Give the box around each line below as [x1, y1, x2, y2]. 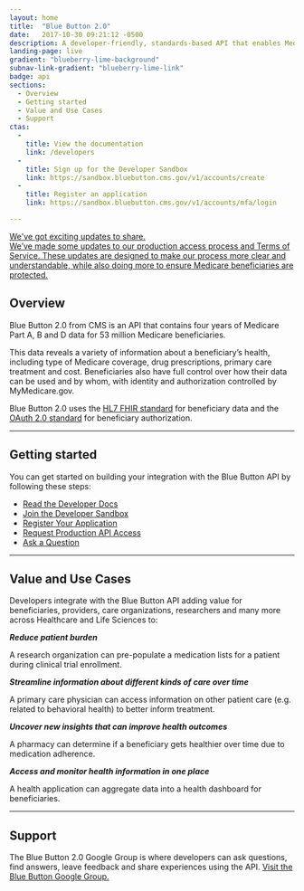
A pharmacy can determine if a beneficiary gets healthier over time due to [9, 739, 285, 750]
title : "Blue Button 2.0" [9, 22, 111, 31]
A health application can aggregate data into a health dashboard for [9, 783, 262, 794]
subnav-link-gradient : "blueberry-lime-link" [9, 64, 184, 73]
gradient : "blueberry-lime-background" [9, 55, 160, 64]
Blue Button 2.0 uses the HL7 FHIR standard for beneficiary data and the [9, 403, 280, 413]
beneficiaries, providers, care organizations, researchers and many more [9, 605, 281, 616]
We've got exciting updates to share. [9, 231, 147, 242]
